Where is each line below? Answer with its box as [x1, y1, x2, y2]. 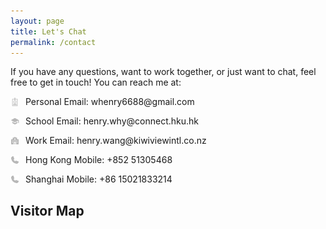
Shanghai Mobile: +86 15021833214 [25, 173, 173, 185]
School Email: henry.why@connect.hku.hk [25, 115, 200, 127]
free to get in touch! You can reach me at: [10, 76, 182, 89]
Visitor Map [10, 202, 85, 219]
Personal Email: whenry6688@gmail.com [25, 96, 195, 108]
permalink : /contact [10, 37, 97, 47]
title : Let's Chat [10, 26, 87, 37]
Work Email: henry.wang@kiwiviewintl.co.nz [25, 135, 207, 147]
